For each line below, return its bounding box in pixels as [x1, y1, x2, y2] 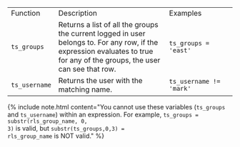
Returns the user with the [58, 76, 143, 85]
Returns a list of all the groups [58, 20, 159, 29]
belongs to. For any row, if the [58, 38, 159, 47]
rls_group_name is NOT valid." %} [7, 131, 105, 140]
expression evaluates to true [58, 46, 154, 56]
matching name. [58, 85, 113, 94]
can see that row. [58, 64, 116, 74]
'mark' [169, 85, 191, 92]
